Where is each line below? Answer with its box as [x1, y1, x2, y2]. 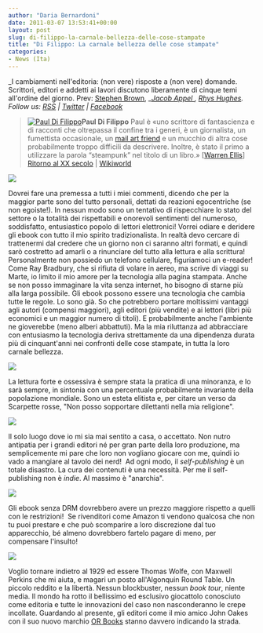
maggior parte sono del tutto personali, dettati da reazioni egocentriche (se [8, 197, 251, 206]
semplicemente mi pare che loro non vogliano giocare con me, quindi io [8, 448, 239, 457]
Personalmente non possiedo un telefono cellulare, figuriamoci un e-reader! [8, 255, 254, 264]
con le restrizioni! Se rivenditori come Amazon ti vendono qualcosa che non [8, 511, 255, 521]
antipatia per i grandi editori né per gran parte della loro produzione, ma [8, 440, 240, 449]
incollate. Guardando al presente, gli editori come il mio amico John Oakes [8, 608, 249, 617]
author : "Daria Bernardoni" [8, 11, 100, 20]
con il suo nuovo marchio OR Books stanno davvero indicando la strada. [8, 617, 241, 626]
